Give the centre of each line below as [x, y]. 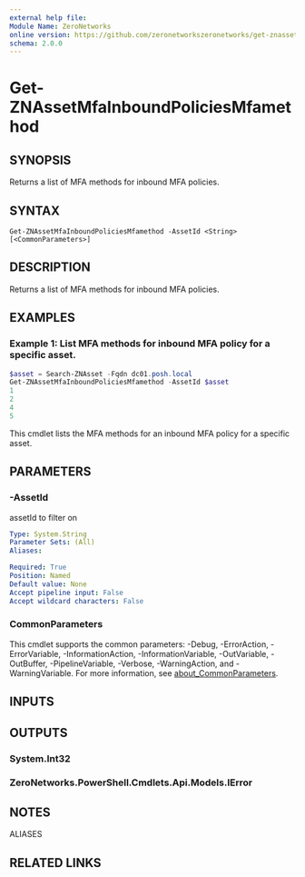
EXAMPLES [42, 318]
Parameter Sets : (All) [52, 543]
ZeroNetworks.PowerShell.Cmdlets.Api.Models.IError [131, 782]
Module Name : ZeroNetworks [60, 26]
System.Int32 [40, 758]
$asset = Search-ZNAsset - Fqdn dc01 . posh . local [101, 374]
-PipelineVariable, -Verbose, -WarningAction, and [142, 663]
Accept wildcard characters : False [77, 601]
